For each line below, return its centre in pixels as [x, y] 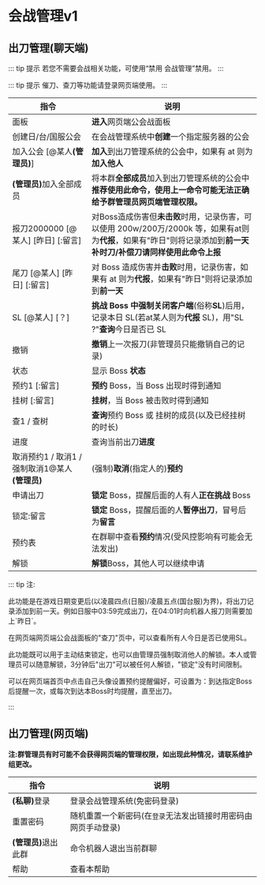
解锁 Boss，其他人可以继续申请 [148, 563]
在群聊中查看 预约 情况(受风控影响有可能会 [168, 537]
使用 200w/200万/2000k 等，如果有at [170, 228]
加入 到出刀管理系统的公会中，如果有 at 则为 [172, 151]
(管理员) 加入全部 [43, 184]
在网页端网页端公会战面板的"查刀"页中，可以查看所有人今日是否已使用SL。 [129, 638]
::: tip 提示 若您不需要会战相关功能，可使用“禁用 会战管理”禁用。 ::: [116, 68]
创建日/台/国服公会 [47, 137]
